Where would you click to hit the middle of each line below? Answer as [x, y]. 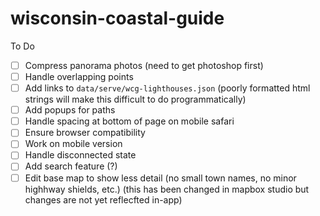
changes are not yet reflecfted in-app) [103, 199]
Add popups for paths [70, 110]
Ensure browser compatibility [85, 133]
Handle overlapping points [79, 76]
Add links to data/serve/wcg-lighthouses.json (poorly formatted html [167, 88]
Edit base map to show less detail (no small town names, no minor [160, 178]
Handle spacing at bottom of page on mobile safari [129, 121]
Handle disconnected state [80, 155]
